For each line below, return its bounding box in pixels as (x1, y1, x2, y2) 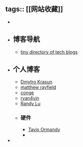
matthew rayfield (20, 84, 56, 91)
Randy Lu (20, 100, 41, 107)
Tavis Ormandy (28, 126, 60, 132)
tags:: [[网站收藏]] (5, 5, 63, 14)
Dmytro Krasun (20, 79, 53, 85)
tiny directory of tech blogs (20, 49, 78, 55)
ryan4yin (20, 95, 39, 101)
